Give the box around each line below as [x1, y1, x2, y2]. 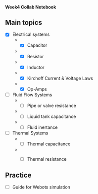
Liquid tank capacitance [27, 113, 76, 119]
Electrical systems [12, 31, 50, 37]
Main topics [5, 18, 42, 27]
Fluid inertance [27, 124, 58, 130]
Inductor [27, 64, 45, 70]
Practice [5, 171, 32, 179]
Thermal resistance [27, 156, 67, 162]
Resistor [27, 53, 44, 59]
